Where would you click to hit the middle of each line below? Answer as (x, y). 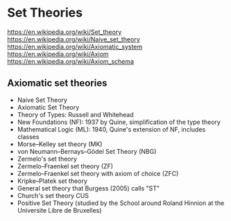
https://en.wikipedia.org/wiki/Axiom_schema (70, 61)
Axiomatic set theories (57, 83)
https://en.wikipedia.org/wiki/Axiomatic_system (75, 46)
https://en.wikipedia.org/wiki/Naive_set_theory (74, 39)
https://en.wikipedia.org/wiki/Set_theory (65, 32)
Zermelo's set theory (47, 159)
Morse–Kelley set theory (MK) (60, 144)
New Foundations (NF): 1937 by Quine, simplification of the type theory (119, 122)
